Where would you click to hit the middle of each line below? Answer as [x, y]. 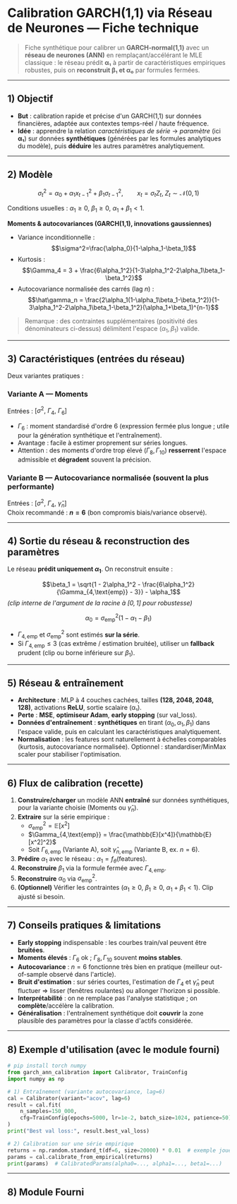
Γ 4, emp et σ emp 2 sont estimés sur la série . [78, 634]
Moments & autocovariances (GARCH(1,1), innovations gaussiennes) [109, 223]
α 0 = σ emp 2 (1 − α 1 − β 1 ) [119, 618]
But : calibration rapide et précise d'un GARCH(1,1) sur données [110, 116]
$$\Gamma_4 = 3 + [50, 270]
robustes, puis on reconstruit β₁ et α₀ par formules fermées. [112, 70]
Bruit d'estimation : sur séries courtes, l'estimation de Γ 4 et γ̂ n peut [116, 982]
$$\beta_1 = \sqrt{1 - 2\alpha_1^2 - [91, 584]
